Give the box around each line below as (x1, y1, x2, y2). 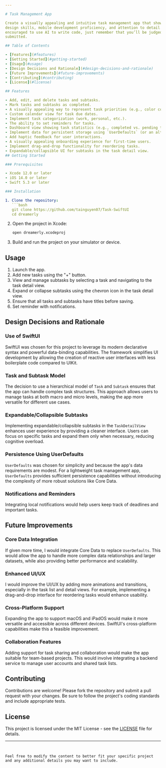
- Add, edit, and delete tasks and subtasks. (5, 98, 100, 103)
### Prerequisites (5, 162, 43, 167)
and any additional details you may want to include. (5, 758, 119, 763)
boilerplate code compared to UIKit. (5, 359, 78, 365)
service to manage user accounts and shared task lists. (5, 660, 118, 666)
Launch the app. (12, 267, 46, 273)
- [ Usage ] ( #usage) (5, 61, 43, 66)
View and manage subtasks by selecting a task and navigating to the (12, 277, 152, 283)
